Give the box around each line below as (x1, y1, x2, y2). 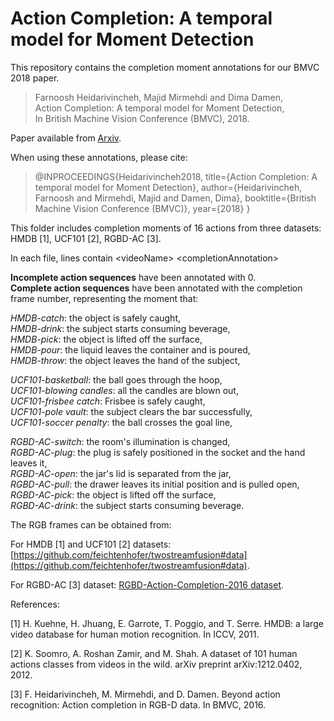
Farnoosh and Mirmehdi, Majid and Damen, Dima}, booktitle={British (34, 192, 317, 204)
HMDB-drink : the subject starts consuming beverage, (10, 322, 231, 334)
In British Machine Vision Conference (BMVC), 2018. (34, 112, 250, 124)
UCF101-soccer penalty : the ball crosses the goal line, (10, 416, 233, 428)
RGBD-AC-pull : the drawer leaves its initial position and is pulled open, (10, 478, 300, 490)
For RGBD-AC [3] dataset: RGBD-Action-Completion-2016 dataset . (10, 578, 285, 591)
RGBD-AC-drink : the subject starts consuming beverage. (10, 499, 245, 511)
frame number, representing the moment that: (10, 292, 199, 304)
